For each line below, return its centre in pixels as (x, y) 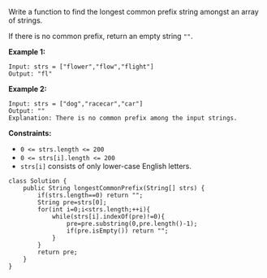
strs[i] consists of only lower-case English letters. (106, 166)
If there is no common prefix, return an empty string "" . (101, 36)
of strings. (26, 20)
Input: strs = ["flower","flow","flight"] (81, 67)
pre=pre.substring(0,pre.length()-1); (132, 224)
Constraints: (30, 133)
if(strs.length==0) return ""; (90, 195)
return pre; (58, 252)
